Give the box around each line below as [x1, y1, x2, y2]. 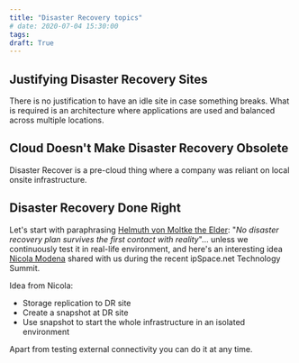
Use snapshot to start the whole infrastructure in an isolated [22, 316, 246, 327]
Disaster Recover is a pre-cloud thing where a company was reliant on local [9, 164, 290, 176]
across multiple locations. [9, 114, 105, 126]
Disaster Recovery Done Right [9, 200, 182, 216]
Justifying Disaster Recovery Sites [9, 71, 208, 86]
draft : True [9, 38, 54, 48]
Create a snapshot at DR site [22, 307, 129, 318]
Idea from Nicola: [9, 280, 74, 291]
